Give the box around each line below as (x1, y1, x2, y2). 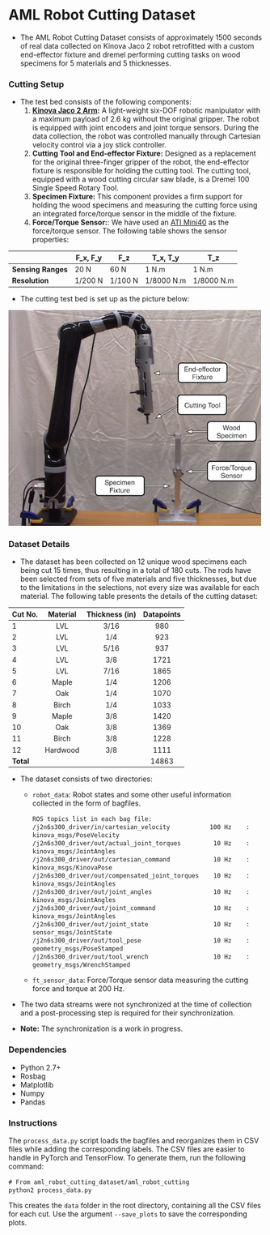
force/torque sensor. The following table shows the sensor (32, 226, 227, 236)
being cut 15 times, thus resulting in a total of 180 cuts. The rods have (19, 566, 252, 575)
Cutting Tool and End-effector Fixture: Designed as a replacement (32, 148, 256, 159)
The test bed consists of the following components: (19, 97, 192, 107)
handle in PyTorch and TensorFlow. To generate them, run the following (8, 1152, 247, 1162)
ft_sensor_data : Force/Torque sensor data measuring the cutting (32, 975, 249, 985)
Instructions (8, 1117, 58, 1128)
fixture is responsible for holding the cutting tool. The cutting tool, (32, 166, 251, 176)
